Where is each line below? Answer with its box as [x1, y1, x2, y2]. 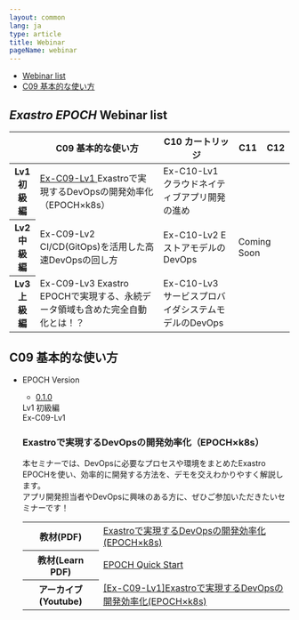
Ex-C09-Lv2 [39, 228, 95, 240]
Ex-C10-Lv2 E [163, 229, 227, 241]
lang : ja [9, 21, 42, 30]
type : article [9, 29, 62, 38]
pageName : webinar [9, 46, 77, 55]
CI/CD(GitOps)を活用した [39, 240, 146, 253]
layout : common [9, 12, 66, 22]
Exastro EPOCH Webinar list [9, 108, 167, 123]
